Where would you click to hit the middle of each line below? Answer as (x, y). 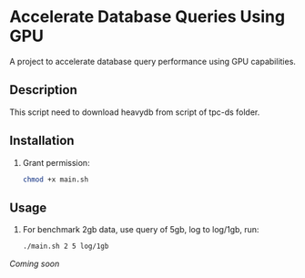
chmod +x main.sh (56, 180)
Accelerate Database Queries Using (147, 17)
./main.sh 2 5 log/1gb (66, 247)
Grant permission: (56, 162)
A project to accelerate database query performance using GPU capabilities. (152, 61)
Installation (42, 141)
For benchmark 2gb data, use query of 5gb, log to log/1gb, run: (141, 230)
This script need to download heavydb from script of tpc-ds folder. (135, 112)
